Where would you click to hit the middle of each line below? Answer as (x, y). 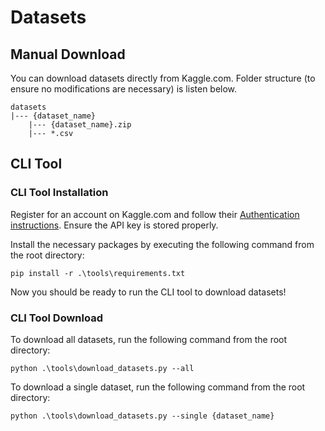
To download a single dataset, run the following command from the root (158, 387)
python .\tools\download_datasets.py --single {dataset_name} (142, 416)
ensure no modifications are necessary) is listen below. (124, 89)
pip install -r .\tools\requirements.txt (98, 273)
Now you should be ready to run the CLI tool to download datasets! (148, 292)
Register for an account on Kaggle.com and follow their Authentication (155, 214)
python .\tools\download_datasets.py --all (102, 368)
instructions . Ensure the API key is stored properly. (114, 225)
